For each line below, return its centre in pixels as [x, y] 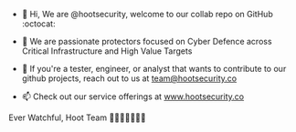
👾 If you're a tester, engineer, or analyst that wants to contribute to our [154, 69]
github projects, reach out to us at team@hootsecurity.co [129, 78]
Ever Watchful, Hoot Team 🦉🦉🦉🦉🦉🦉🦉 [78, 117]
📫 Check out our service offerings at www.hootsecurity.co [132, 96]
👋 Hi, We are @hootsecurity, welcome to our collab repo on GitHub [147, 14]
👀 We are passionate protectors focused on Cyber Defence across [147, 41]
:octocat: [38, 24]
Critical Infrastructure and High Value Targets [107, 51]
